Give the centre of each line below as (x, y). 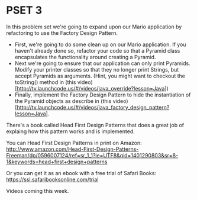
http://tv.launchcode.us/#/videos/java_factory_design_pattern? (93, 107)
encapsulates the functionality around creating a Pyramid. (85, 57)
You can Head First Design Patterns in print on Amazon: (74, 143)
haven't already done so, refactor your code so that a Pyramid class (97, 50)
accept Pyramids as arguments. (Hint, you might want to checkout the (100, 76)
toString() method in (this (45, 82)
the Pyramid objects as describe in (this (63, 101)
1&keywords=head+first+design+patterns (57, 162)
